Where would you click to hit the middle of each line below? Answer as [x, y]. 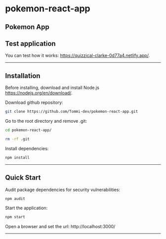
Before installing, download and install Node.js [52, 88]
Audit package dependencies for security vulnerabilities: [62, 190]
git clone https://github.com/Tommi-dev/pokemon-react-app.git [72, 112]
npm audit [15, 198]
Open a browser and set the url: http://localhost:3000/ [60, 227]
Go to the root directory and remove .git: [46, 121]
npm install [17, 157]
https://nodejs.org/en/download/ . [39, 93]
